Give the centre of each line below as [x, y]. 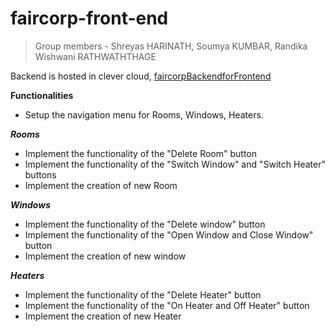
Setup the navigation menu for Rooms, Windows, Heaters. [144, 114]
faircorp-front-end [89, 18]
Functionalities [42, 95]
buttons [40, 174]
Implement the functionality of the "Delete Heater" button [143, 294]
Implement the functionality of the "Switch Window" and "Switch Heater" [175, 164]
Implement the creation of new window [105, 256]
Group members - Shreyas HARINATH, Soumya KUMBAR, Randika [171, 46]
